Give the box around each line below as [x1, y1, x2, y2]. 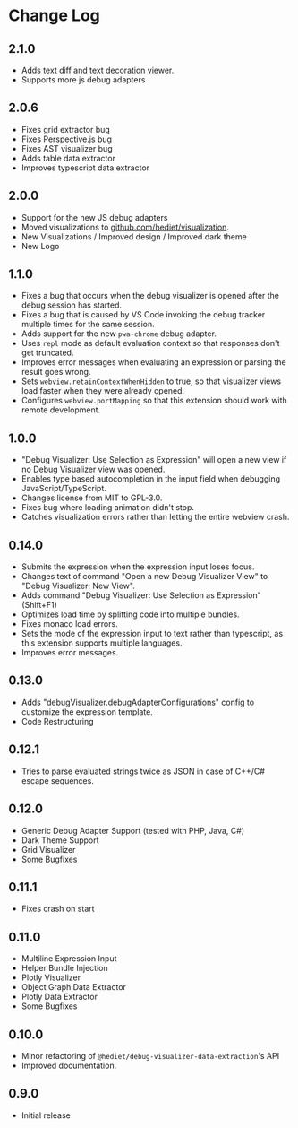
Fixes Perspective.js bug [21, 134, 113, 144]
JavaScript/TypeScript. [21, 483, 106, 494]
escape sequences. [21, 775, 95, 785]
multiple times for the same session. [21, 319, 156, 330]
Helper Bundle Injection [21, 963, 108, 974]
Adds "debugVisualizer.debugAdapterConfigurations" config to [21, 697, 255, 707]
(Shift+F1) [21, 600, 57, 611]
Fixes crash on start [21, 903, 95, 915]
